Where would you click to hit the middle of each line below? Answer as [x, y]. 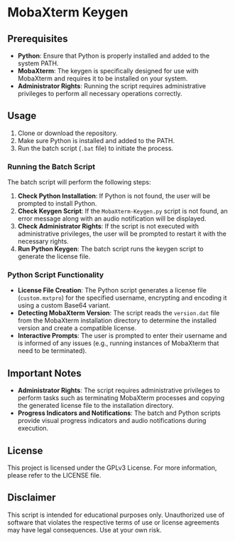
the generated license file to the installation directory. [95, 406]
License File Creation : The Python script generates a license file [112, 290]
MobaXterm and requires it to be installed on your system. [103, 78]
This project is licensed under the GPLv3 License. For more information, [112, 468]
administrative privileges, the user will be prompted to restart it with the [122, 234]
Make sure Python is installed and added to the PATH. [96, 140]
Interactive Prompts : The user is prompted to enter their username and [122, 336]
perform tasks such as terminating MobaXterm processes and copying [121, 398]
